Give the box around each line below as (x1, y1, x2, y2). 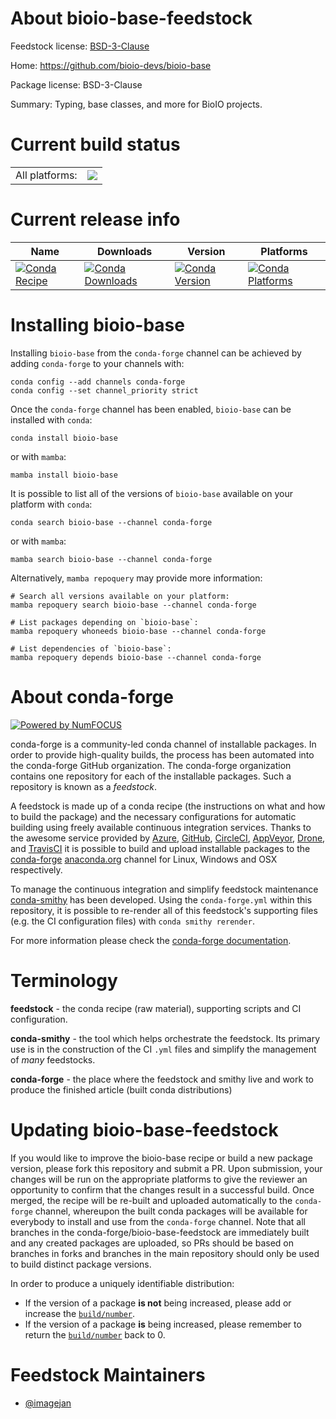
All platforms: (15, 168, 78, 182)
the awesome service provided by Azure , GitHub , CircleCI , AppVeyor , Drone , (10, 832, 326, 844)
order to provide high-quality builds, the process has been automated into (10, 748, 315, 761)
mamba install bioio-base (10, 470, 118, 480)
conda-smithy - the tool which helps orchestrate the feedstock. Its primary (10, 1032, 321, 1044)
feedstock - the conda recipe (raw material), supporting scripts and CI (10, 1002, 302, 1014)
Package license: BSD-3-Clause (10, 78, 143, 91)
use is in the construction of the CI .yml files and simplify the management (10, 1043, 317, 1055)
